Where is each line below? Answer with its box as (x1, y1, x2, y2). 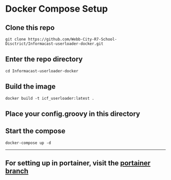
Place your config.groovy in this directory (5, 110, 140, 118)
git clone (5, 37, 26, 42)
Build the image (5, 82, 56, 91)
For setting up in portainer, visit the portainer (5, 159, 151, 168)
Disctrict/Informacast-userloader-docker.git (5, 41, 103, 46)
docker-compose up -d (5, 140, 51, 145)
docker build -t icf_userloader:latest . (5, 96, 95, 101)
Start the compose (5, 127, 66, 135)
